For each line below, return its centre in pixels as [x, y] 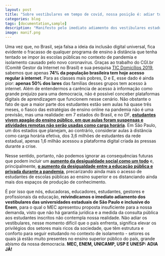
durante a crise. [21, 146]
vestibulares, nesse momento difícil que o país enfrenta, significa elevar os [81, 223]
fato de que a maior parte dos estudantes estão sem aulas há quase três [78, 104]
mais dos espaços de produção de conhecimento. [56, 182]
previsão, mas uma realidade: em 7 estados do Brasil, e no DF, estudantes [81, 115]
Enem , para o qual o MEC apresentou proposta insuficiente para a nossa [79, 207]
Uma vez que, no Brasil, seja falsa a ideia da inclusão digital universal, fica [80, 47]
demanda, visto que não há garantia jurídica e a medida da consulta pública [82, 212]
